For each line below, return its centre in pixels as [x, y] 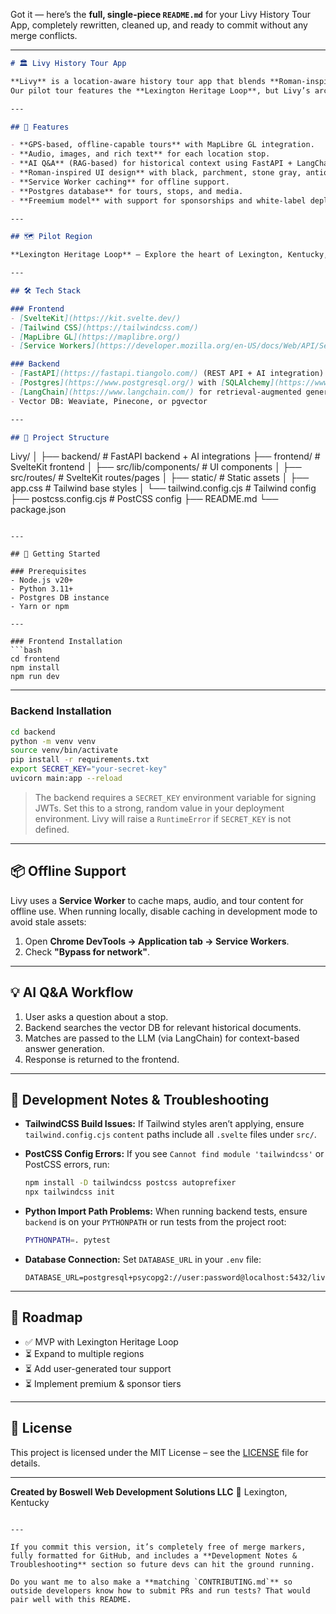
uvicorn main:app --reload [66, 779]
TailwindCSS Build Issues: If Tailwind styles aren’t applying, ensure [164, 1124]
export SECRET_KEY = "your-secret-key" [89, 769]
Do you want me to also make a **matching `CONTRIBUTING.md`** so [151, 1582]
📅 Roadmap [46, 1317]
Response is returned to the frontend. [102, 1059]
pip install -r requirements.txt [80, 760]
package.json [38, 510]
